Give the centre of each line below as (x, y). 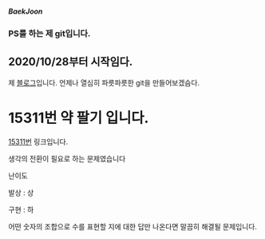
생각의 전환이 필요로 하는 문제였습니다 (67, 158)
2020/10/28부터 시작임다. (71, 62)
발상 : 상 (21, 193)
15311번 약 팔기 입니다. (79, 118)
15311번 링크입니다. (38, 141)
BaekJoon (26, 11)
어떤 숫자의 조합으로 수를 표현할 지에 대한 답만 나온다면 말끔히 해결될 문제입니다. (133, 226)
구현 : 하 (21, 209)
